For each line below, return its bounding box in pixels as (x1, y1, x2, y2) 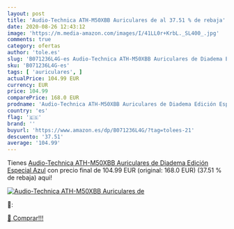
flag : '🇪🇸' (7, 113, 42, 120)
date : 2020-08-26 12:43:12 (7, 23, 86, 30)
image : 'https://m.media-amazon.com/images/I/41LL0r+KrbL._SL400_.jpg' (7, 29, 219, 37)
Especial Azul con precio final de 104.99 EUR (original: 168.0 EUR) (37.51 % (7, 166, 222, 175)
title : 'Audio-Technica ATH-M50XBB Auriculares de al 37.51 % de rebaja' (7, 17, 226, 24)
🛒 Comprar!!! (7, 214, 44, 223)
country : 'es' (7, 107, 49, 114)
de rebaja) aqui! (7, 173, 52, 182)
